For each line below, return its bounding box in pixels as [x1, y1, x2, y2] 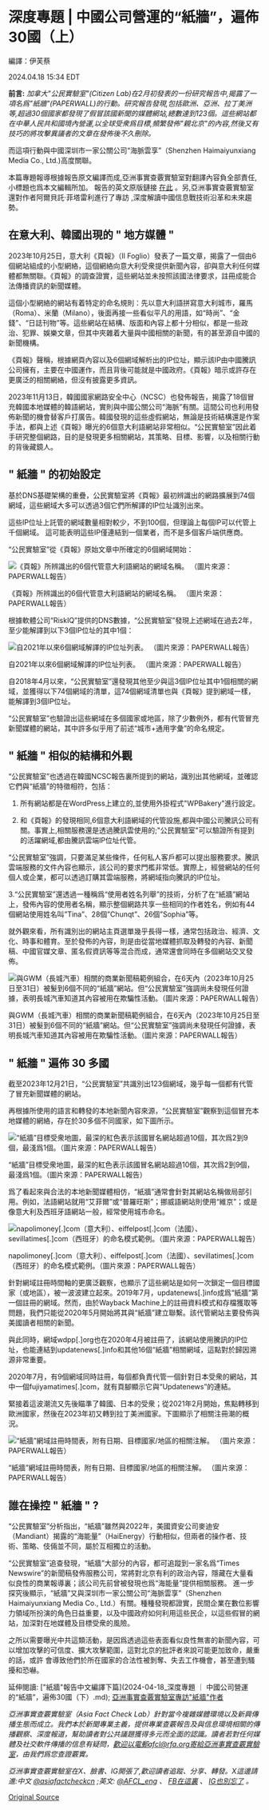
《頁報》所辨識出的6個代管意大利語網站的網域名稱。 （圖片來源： [8, 588, 225, 597]
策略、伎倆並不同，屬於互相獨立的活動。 [22, 1541, 156, 1551]
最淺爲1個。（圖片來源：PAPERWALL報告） [8, 1170, 148, 1180]
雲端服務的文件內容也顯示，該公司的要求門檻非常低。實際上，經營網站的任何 [8, 862, 260, 873]
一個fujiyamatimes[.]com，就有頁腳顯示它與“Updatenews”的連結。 [14, 1382, 235, 1392]
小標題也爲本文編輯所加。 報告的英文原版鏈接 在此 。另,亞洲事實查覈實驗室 [8, 182, 254, 192]
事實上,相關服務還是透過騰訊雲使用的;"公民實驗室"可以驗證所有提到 [34, 825, 255, 835]
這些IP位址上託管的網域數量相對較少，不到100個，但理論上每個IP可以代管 [8, 517, 250, 527]
